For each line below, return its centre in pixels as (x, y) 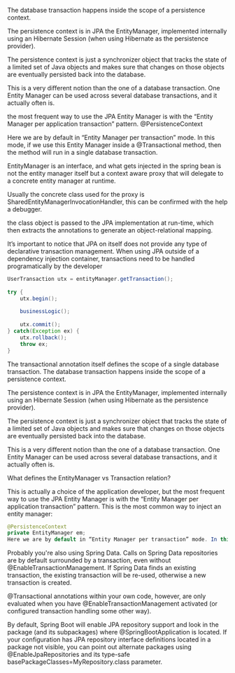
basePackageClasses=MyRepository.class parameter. (85, 662)
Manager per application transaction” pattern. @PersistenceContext (105, 124)
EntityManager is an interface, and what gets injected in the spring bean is (114, 166)
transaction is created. (40, 583)
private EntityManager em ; (47, 533)
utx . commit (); (40, 325)
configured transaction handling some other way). (79, 611)
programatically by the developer (55, 266)
